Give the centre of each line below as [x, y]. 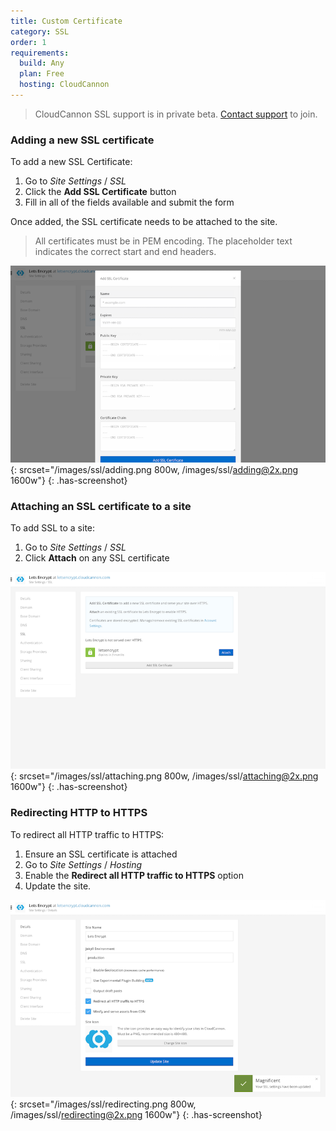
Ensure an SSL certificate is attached [101, 854]
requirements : [40, 53]
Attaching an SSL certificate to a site [101, 507]
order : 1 [28, 42]
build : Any [42, 63]
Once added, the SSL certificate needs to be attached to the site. [144, 222]
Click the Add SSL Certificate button [100, 192]
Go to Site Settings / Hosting [83, 864]
